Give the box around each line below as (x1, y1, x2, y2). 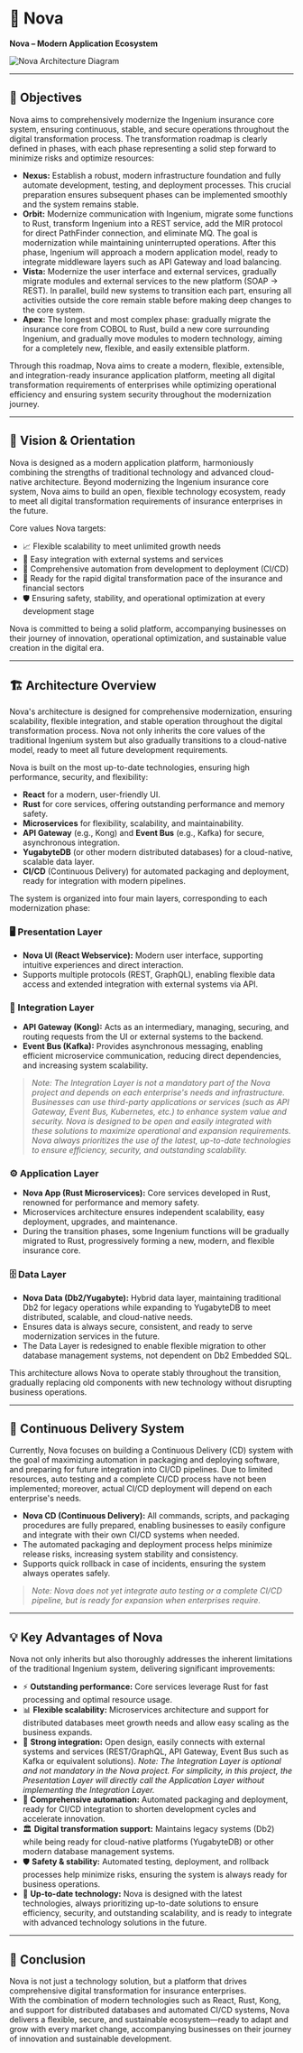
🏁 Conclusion (9, 1952, 86, 1967)
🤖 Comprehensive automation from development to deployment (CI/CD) (22, 563, 289, 574)
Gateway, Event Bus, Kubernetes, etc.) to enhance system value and (31, 1106, 287, 1117)
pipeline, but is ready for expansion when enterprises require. (31, 1595, 262, 1606)
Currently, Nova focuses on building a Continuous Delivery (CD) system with (9, 1445, 294, 1456)
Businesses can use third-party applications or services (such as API (31, 1096, 290, 1107)
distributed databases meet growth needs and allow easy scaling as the (22, 1717, 289, 1728)
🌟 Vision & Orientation (9, 433, 136, 449)
